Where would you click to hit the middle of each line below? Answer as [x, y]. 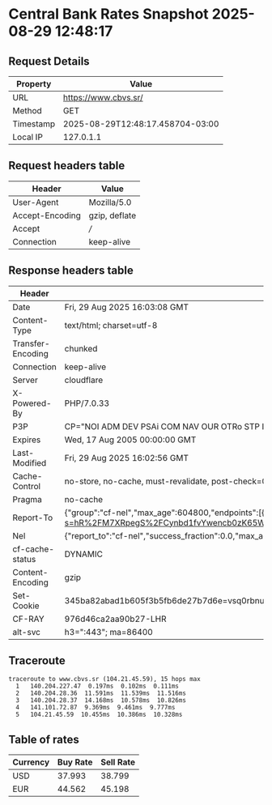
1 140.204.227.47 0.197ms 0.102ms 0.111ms [98, 686]
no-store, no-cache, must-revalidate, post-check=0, [167, 481]
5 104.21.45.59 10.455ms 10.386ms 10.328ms [99, 715]
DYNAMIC [84, 554]
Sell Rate [118, 762]
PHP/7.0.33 [87, 403]
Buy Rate [75, 762]
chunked [81, 348]
